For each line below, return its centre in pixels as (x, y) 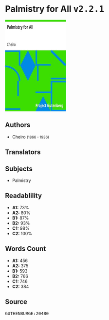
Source (16, 302)
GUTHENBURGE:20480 (27, 314)
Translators (23, 152)
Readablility (24, 196)
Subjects (19, 169)
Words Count (26, 249)
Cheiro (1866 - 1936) (31, 137)
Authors (18, 125)
